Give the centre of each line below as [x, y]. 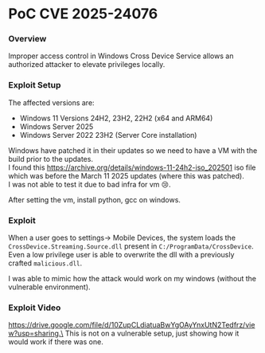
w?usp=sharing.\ [36, 333]
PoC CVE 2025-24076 [83, 14]
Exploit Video [35, 308]
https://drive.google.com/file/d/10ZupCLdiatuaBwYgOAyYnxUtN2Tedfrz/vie [132, 325]
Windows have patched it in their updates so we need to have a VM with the [133, 150]
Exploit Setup [35, 85]
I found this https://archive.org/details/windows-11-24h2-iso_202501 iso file [132, 167]
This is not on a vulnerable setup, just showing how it [152, 333]
